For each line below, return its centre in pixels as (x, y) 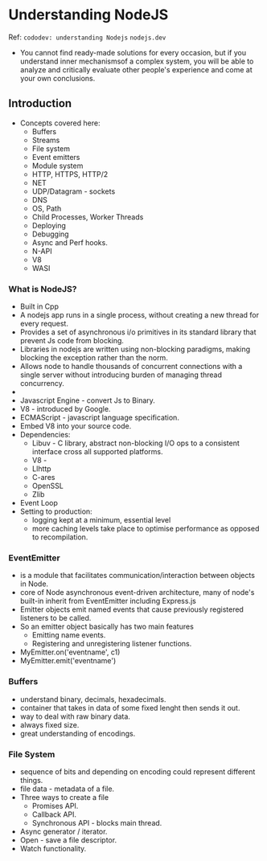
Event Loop (39, 503)
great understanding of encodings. (78, 733)
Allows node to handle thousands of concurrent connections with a (131, 367)
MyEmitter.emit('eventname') (68, 661)
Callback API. (54, 814)
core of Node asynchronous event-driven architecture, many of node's (137, 592)
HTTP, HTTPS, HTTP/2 (70, 174)
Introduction (40, 103)
